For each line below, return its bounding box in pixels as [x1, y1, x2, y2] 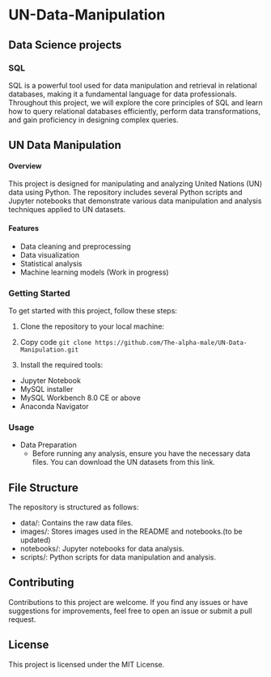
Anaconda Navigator [19, 401, 89, 411]
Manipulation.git [19, 346, 79, 354]
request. [8, 614, 36, 624]
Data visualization [19, 249, 80, 260]
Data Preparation [19, 440, 77, 450]
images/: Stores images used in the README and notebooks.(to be [19, 526, 243, 536]
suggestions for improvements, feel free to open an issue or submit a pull [8, 606, 252, 615]
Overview [8, 160, 42, 171]
